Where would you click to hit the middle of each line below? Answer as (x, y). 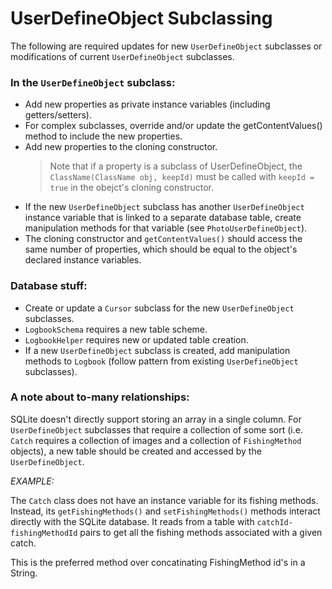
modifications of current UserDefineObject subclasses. (122, 56)
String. (24, 573)
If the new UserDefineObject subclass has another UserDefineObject (164, 207)
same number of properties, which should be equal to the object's (161, 249)
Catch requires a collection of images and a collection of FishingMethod (156, 440)
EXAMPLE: (32, 481)
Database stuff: (49, 286)
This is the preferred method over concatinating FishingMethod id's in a (158, 562)
